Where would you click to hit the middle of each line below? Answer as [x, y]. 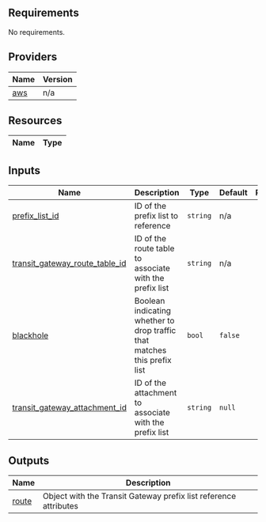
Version [57, 79]
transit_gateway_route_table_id [69, 263]
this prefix [153, 361]
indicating [153, 311]
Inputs [25, 170]
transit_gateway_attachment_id [69, 408]
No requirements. [37, 32]
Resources [35, 121]
